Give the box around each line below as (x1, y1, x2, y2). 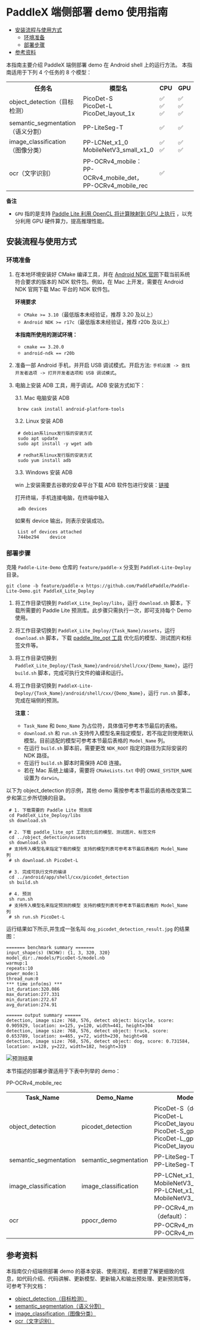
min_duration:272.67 (6, 997, 58, 1003)
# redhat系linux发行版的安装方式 (17, 452, 93, 458)
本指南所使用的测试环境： (14, 331, 78, 338)
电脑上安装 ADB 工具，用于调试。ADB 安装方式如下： (14, 382, 146, 389)
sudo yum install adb (17, 457, 71, 463)
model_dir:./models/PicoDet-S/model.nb (6, 955, 105, 961)
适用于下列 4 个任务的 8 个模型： (11, 68, 92, 76)
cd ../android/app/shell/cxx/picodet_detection (8, 874, 129, 880)
